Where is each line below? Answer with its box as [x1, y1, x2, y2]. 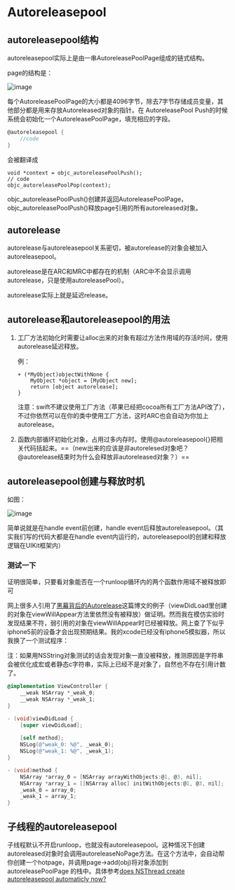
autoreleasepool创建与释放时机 [7, 475, 145, 487]
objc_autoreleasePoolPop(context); [7, 182, 112, 189]
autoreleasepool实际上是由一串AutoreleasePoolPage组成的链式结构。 [7, 54, 208, 62]
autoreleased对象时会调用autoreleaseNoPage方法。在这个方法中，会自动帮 [7, 849, 225, 858]
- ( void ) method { [7, 767, 58, 774]
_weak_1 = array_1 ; [20, 793, 77, 800]
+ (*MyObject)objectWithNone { [17, 371, 109, 379]
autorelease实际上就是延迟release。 [7, 291, 112, 299]
